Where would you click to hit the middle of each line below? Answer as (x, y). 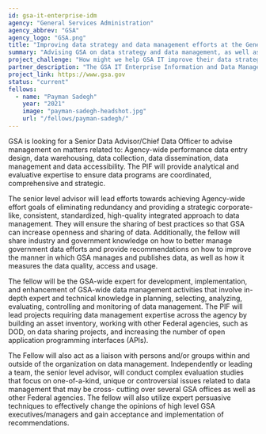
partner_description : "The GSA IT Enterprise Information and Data (122, 67)
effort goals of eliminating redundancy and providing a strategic (112, 207)
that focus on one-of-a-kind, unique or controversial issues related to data (129, 380)
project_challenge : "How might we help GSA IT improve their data (120, 60)
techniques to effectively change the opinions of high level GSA (112, 405)
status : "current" (38, 82)
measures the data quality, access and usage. (83, 265)
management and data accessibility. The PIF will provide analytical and (123, 166)
